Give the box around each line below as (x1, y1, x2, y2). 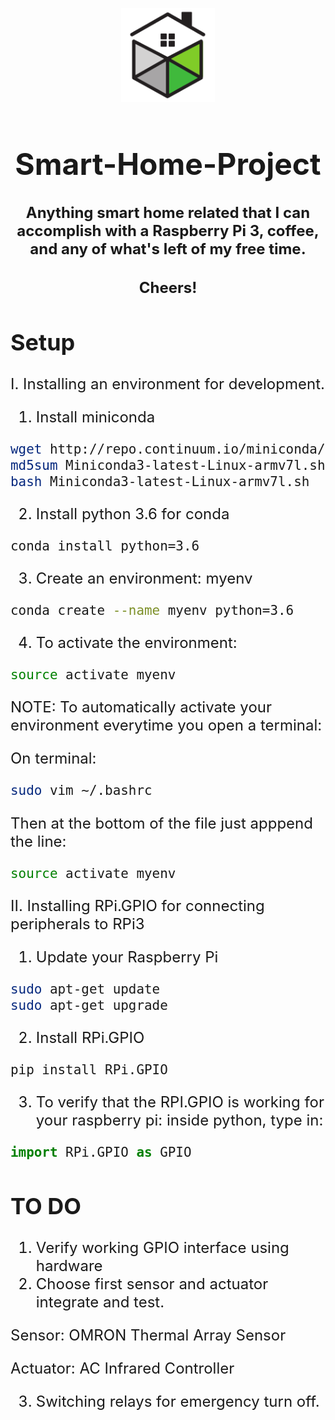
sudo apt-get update (10, 981, 161, 997)
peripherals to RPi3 (10, 914, 145, 933)
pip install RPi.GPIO (10, 1062, 168, 1078)
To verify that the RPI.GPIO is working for (35, 1093, 325, 1112)
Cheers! (138, 278, 198, 298)
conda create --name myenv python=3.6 (10, 603, 295, 619)
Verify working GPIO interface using (35, 1238, 290, 1257)
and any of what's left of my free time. (29, 239, 307, 258)
